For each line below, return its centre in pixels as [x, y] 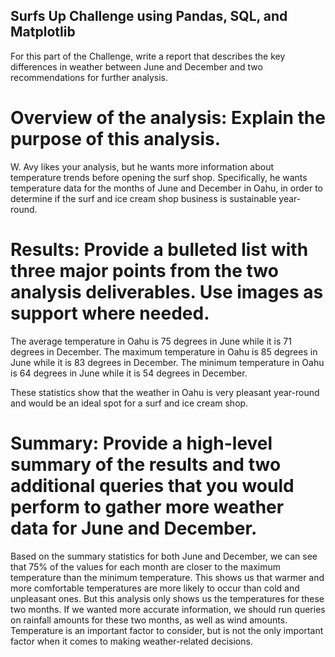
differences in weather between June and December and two [136, 66]
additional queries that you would [152, 485]
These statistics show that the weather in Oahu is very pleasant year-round [165, 392]
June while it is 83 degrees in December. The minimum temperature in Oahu [167, 362]
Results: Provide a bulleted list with [159, 249]
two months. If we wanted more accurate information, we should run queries [168, 609]
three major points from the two [144, 270]
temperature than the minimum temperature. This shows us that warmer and [167, 577]
